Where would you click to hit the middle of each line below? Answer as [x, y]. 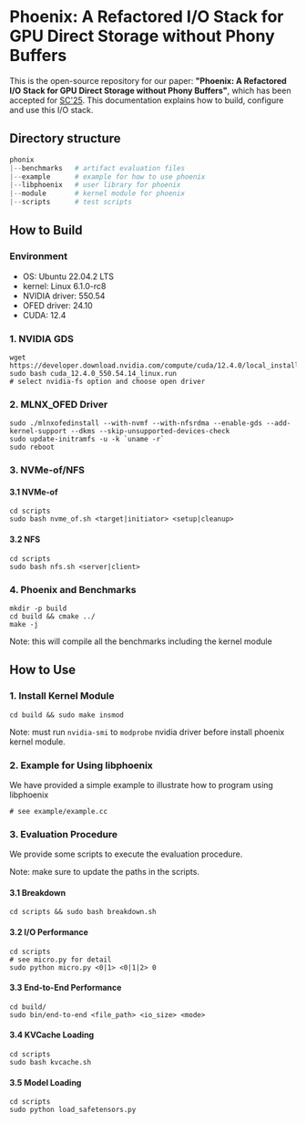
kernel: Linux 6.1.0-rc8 [64, 286]
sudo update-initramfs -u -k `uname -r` [87, 440]
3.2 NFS [25, 539]
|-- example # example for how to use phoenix [107, 177]
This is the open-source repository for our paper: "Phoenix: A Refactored [148, 80]
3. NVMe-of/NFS [47, 470]
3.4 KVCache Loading [52, 1035]
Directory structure [65, 139]
